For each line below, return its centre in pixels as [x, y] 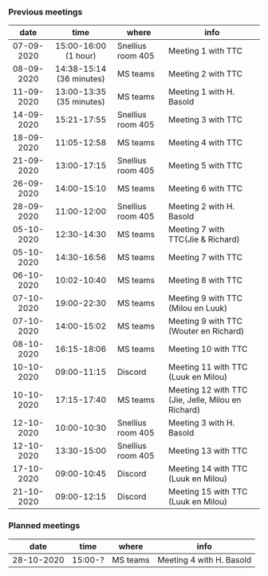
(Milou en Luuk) [198, 308]
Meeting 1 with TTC [206, 51]
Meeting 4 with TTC [206, 143]
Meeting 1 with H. [202, 92]
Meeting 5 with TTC [206, 166]
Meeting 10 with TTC [208, 349]
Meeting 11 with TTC [208, 367]
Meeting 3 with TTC [206, 120]
